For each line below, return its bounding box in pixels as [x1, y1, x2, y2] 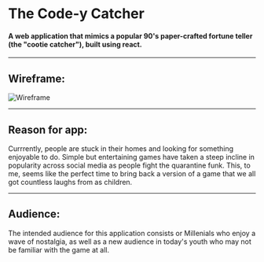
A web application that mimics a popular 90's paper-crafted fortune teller [8, 31, 253, 40]
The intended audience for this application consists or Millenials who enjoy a [8, 228, 256, 238]
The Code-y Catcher [8, 5, 145, 23]
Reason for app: [8, 123, 88, 136]
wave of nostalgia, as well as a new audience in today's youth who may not [8, 237, 251, 246]
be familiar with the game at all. [8, 245, 110, 254]
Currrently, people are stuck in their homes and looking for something [8, 144, 234, 153]
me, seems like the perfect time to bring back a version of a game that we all [8, 169, 256, 179]
